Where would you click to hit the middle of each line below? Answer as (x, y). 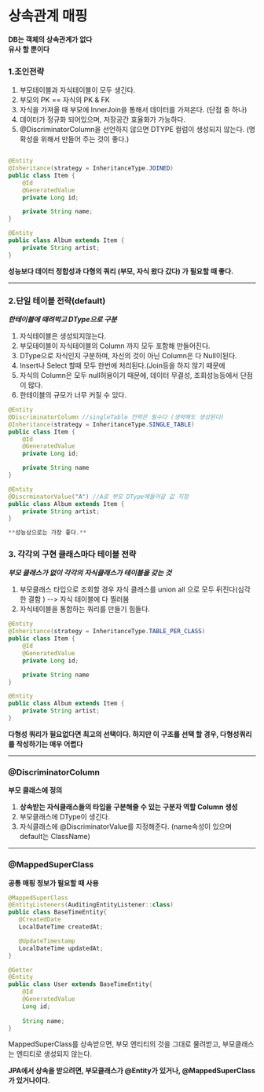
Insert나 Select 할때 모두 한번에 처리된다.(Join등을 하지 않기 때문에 (122, 365)
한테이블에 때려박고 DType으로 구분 (63, 320)
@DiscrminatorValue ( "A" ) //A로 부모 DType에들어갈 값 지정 (99, 497)
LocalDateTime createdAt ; (61, 927)
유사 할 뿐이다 (29, 49)
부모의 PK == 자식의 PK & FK (64, 100)
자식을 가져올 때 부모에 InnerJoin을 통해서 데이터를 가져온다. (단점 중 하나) (133, 110)
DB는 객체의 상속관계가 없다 (50, 39)
